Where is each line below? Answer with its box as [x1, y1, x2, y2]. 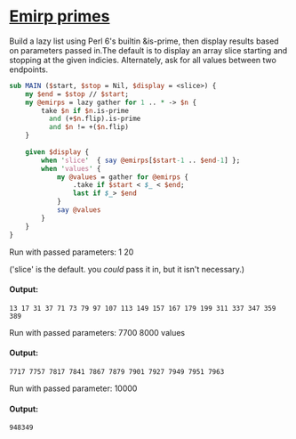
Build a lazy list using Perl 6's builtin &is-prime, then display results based [9, 36, 279, 46]
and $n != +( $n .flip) [48, 123, 129, 132]
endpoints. [9, 64, 49, 75]
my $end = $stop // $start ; [25, 89, 129, 99]
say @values [56, 206, 101, 215]
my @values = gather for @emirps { [56, 172, 189, 182]
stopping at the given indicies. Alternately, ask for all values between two [9, 54, 277, 65]
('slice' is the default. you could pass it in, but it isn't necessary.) [9, 264, 245, 274]
